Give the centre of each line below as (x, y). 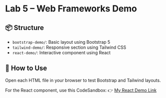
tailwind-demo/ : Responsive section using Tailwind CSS (69, 47)
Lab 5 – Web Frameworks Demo (71, 9)
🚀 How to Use (26, 68)
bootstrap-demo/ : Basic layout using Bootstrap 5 (61, 42)
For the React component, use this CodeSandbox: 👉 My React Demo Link (81, 90)
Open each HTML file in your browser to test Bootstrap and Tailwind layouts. (83, 80)
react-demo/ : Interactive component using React (61, 52)
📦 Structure (25, 28)
